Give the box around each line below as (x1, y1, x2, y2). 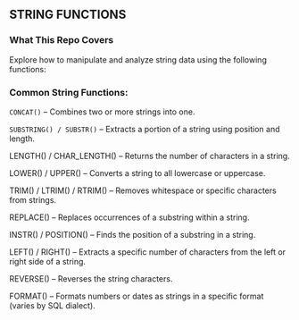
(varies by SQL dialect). (9, 299, 96, 311)
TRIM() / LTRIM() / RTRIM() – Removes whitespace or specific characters (9, 185, 277, 196)
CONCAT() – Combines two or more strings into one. (9, 106, 195, 117)
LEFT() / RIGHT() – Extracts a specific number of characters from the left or (9, 246, 287, 257)
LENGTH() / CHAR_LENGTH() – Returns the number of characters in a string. (9, 150, 290, 161)
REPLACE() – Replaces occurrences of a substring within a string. (9, 212, 250, 223)
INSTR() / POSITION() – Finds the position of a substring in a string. (9, 229, 256, 240)
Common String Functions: (9, 86, 129, 98)
